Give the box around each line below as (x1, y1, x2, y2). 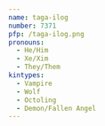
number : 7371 (8, 21, 57, 30)
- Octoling (16, 95, 57, 105)
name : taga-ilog (8, 12, 69, 22)
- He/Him (16, 46, 49, 55)
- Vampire (16, 79, 52, 88)
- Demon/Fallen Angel (16, 104, 97, 113)
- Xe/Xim (16, 54, 49, 63)
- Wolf (16, 87, 41, 96)
